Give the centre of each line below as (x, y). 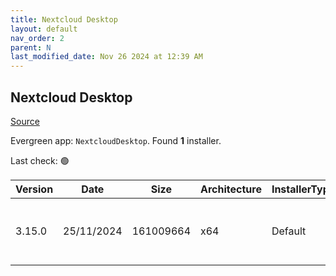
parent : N (31, 47)
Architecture (231, 189)
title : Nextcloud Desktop (64, 19)
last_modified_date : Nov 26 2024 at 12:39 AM (106, 57)
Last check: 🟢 (40, 160)
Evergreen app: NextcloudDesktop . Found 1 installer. (116, 140)
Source (25, 121)
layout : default (44, 29)
